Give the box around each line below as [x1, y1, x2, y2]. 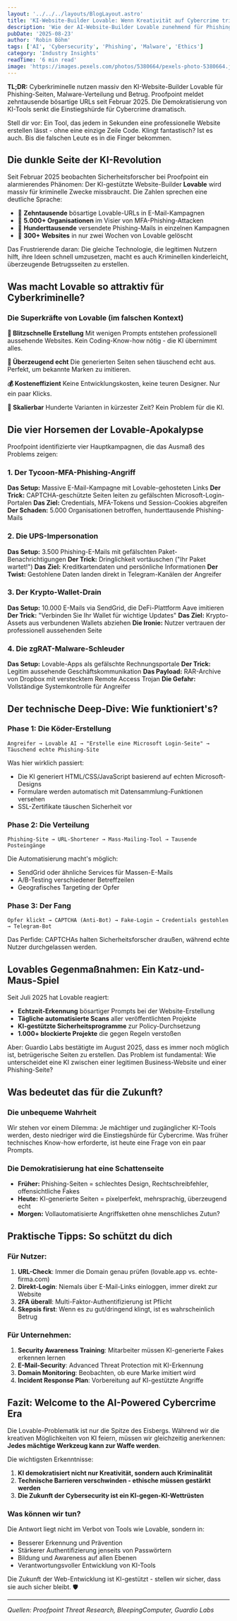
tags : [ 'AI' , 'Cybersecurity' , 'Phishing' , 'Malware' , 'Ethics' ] [7, 43, 204, 50]
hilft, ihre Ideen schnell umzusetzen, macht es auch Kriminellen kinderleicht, [7, 252, 229, 261]
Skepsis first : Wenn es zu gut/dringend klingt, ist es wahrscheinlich [17, 1304, 215, 1313]
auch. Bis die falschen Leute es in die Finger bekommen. [7, 134, 172, 142]
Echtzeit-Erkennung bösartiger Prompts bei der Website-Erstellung [17, 1007, 215, 1015]
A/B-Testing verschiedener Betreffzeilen [17, 876, 135, 884]
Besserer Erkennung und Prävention [17, 1538, 123, 1548]
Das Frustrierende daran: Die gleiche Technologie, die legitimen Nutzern [7, 245, 217, 254]
